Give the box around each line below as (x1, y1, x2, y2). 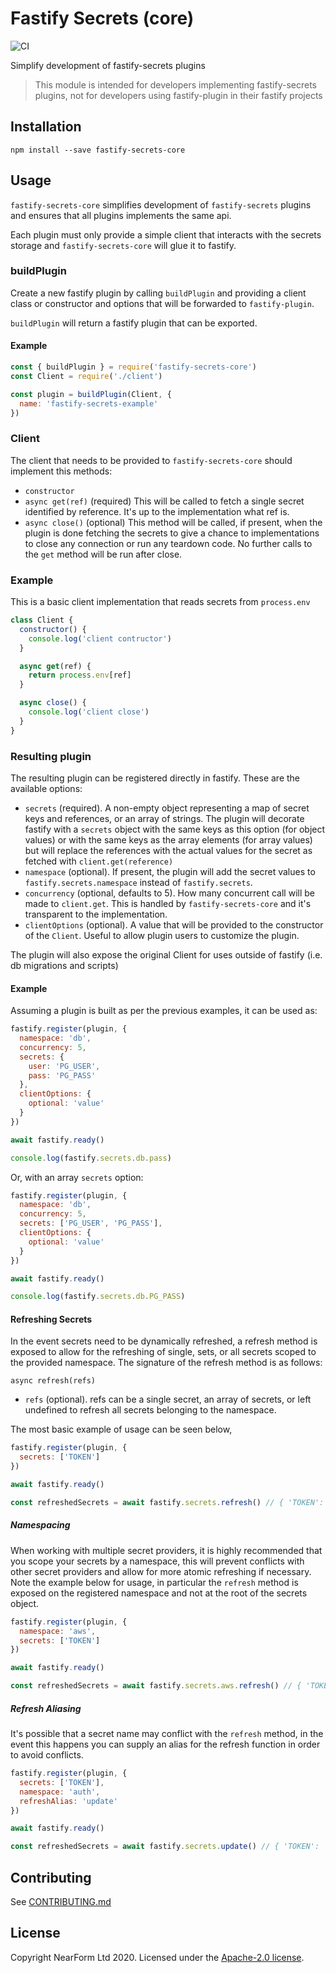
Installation (10, 118, 82, 136)
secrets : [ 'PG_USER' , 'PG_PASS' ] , (19, 1218, 163, 1229)
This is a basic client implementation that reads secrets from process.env (10, 596, 311, 608)
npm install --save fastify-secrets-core (10, 145, 186, 155)
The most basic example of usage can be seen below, (10, 1423, 233, 1436)
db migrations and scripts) (10, 959, 119, 971)
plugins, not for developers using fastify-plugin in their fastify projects (34, 89, 323, 101)
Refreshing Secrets (10, 1313, 93, 1325)
